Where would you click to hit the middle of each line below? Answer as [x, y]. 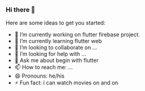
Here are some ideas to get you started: [56, 23]
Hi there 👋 [21, 10]
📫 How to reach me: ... [44, 67]
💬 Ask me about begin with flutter [56, 61]
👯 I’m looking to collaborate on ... [56, 47]
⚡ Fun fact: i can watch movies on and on [66, 83]
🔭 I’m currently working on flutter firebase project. [77, 35]
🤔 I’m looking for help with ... [50, 54]
